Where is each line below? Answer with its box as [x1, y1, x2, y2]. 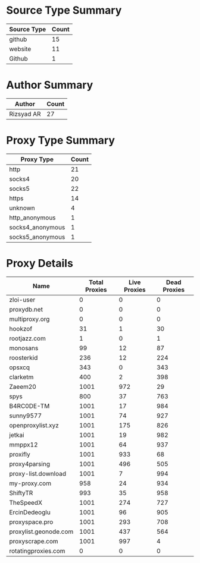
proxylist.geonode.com [9, 527, 74, 536]
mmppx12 [9, 441, 38, 449]
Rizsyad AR [9, 109, 41, 118]
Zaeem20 [9, 382, 37, 391]
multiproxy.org [9, 314, 50, 323]
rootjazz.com [9, 334, 46, 342]
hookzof [9, 325, 33, 333]
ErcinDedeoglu [9, 508, 51, 516]
